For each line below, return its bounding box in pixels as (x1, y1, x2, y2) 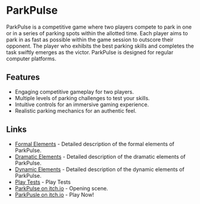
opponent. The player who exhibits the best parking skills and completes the (6, 42, 194, 50)
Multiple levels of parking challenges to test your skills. (14, 94, 150, 101)
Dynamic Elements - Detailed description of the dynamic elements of (14, 165, 185, 173)
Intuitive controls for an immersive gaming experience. (14, 101, 149, 108)
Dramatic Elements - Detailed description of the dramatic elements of (14, 153, 186, 160)
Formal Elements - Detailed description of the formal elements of (14, 140, 175, 147)
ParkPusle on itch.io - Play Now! (14, 191, 94, 198)
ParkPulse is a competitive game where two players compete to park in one (6, 23, 192, 30)
